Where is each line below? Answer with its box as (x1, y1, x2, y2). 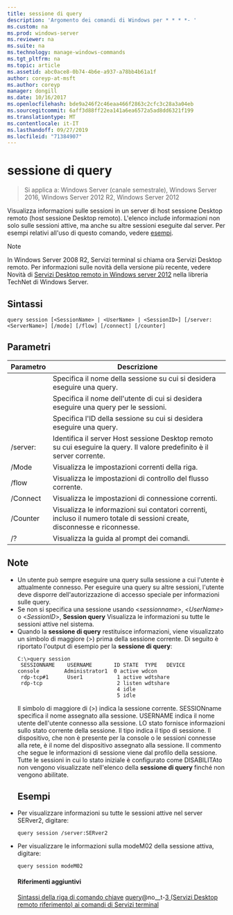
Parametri (7, 341, 51, 353)
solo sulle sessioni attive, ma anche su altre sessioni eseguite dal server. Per (7, 222, 225, 230)
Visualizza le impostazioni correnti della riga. (52, 462, 198, 472)
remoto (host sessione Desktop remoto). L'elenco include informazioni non (7, 214, 221, 222)
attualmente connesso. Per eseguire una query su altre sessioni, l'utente (17, 583, 224, 591)
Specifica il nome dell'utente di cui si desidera (52, 393, 202, 403)
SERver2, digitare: (17, 816, 69, 825)
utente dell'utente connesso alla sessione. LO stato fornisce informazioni (17, 718, 225, 727)
